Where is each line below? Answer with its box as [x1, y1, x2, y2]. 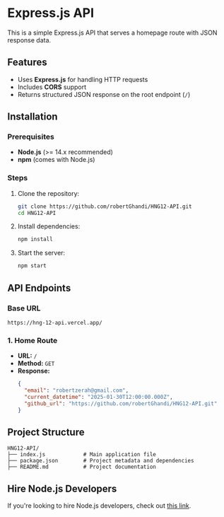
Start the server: [17, 249, 66, 257]
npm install [17, 236, 53, 243]
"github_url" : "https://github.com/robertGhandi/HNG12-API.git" [24, 400, 218, 407]
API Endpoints [7, 281, 71, 294]
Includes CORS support [17, 83, 87, 91]
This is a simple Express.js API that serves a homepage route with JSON [7, 28, 218, 37]
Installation [7, 111, 58, 123]
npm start [17, 262, 47, 269]
